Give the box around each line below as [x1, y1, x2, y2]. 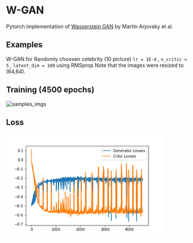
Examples [6, 40, 43, 50]
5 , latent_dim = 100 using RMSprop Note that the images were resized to [6, 61, 184, 69]
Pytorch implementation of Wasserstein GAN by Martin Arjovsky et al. [6, 23, 174, 30]
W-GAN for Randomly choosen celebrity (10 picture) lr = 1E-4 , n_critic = [6, 55, 187, 62]
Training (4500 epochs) [6, 85, 95, 95]
